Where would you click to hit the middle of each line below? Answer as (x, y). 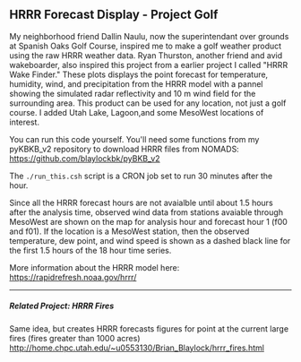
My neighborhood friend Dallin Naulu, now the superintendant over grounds (149, 36)
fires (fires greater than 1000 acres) (75, 338)
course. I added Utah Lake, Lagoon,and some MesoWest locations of (137, 112)
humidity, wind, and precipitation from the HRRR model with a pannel (136, 83)
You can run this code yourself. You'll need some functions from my (134, 139)
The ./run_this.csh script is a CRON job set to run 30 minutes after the (141, 176)
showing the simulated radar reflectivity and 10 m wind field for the (133, 93)
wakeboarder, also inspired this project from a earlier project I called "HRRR (149, 65)
